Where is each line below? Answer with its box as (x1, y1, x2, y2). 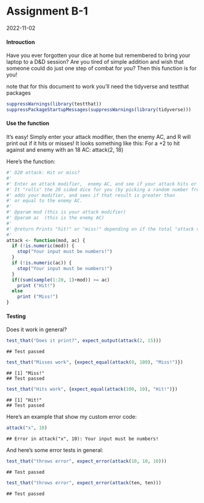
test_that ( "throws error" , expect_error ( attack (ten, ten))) (6, 479, 162, 486)
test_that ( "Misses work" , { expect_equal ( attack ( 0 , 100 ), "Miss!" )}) (6, 359, 183, 365)
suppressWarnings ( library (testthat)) (6, 101, 102, 107)
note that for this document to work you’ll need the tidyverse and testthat (6, 83, 189, 90)
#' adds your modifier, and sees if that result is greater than (6, 192, 175, 198)
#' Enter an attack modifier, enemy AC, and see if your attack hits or (6, 181, 197, 187)
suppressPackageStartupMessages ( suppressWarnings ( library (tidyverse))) (6, 107, 191, 113)
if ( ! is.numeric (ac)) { (12, 260, 72, 266)
